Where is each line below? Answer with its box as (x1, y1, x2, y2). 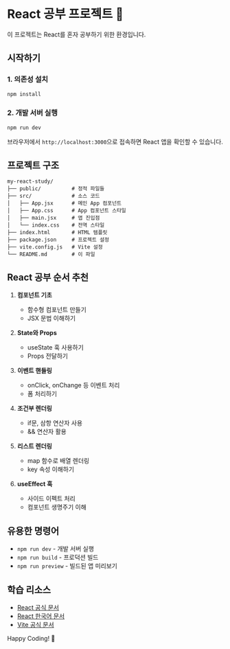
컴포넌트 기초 (16, 291, 53, 299)
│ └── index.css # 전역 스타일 (7, 222, 105, 229)
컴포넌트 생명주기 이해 (27, 503, 87, 512)
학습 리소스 (7, 584, 51, 595)
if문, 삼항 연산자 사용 (27, 419, 83, 427)
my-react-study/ (7, 178, 54, 185)
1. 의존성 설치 (7, 75, 49, 84)
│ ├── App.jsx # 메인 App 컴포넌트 (7, 200, 122, 207)
